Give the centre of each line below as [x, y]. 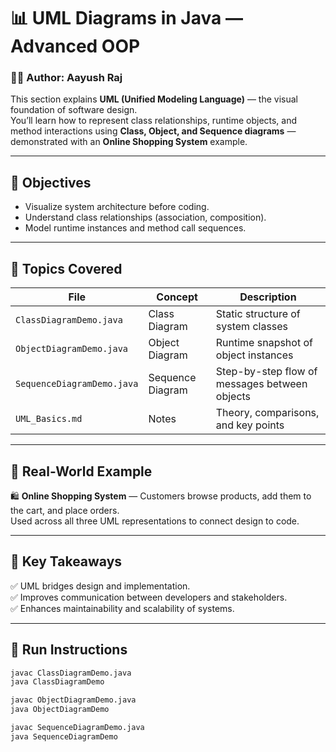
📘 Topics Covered [66, 268]
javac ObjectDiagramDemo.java [73, 700]
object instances [254, 355]
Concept [177, 297]
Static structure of [258, 314]
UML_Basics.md [49, 419]
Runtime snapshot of [264, 343]
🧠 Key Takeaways [66, 561]
